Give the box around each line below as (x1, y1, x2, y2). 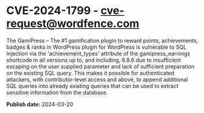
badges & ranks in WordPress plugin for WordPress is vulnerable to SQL (6, 43, 187, 51)
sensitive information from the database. (6, 89, 108, 96)
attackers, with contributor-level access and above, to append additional (6, 76, 188, 83)
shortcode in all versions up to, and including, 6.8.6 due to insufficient (6, 56, 181, 64)
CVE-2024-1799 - (6, 4, 99, 18)
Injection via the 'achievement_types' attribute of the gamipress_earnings (6, 49, 191, 57)
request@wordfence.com (6, 16, 139, 31)
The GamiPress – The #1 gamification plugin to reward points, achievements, (6, 37, 199, 44)
